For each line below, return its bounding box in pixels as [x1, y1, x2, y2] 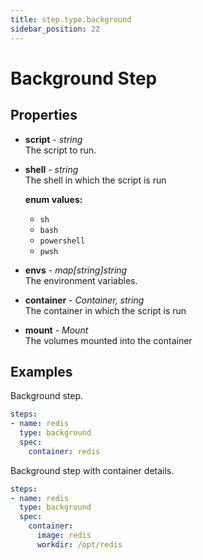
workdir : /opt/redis [36, 539, 123, 550]
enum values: [24, 193, 83, 205]
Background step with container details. [10, 464, 175, 476]
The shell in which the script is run [24, 174, 167, 186]
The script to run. [24, 144, 97, 156]
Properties [10, 107, 78, 124]
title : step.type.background [10, 14, 132, 25]
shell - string [24, 163, 79, 175]
